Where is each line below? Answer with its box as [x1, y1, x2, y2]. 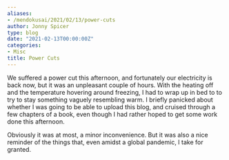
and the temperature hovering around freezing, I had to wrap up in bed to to [7, 88, 223, 96]
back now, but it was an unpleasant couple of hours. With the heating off [7, 80, 214, 89]
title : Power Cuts [7, 55, 60, 62]
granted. [7, 145, 32, 153]
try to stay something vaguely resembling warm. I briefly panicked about [7, 95, 214, 104]
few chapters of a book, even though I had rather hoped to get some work [7, 110, 218, 118]
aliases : [7, 10, 32, 17]
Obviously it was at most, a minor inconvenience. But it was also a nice [7, 130, 208, 139]
